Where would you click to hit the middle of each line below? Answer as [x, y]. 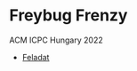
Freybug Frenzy [68, 16]
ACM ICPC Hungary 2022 [56, 40]
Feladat [36, 57]
